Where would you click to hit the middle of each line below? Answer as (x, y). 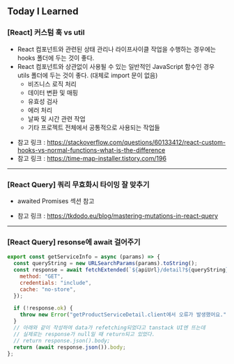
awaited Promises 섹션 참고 (56, 200)
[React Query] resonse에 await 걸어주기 (74, 242)
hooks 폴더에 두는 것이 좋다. (56, 58)
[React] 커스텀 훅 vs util (46, 33)
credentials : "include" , (56, 283)
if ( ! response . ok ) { (43, 308)
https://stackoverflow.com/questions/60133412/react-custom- (136, 142)
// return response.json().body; (62, 340)
